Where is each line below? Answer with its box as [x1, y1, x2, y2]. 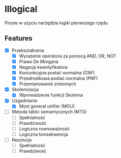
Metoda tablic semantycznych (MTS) [11, 109, 87, 115]
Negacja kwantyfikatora [19, 64, 68, 70]
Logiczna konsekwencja [19, 131, 68, 137]
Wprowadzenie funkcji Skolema [19, 92, 83, 98]
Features [4, 34, 32, 43]
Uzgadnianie [11, 98, 38, 104]
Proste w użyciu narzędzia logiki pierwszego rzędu [4, 20, 108, 26]
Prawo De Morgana [19, 58, 59, 64]
